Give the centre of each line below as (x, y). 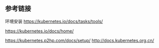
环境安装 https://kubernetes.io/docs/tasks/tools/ (54, 21)
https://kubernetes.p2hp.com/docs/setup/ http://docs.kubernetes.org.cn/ (79, 40)
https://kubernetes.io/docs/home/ (39, 31)
